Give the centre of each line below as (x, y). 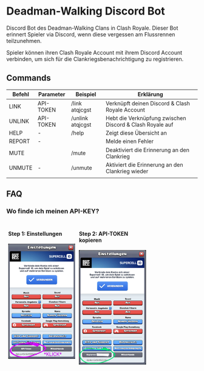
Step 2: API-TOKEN (104, 233)
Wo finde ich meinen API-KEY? (53, 211)
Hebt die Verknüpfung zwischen (146, 118)
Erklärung (150, 95)
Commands (29, 78)
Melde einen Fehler (130, 141)
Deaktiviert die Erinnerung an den (148, 150)
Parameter (52, 95)
